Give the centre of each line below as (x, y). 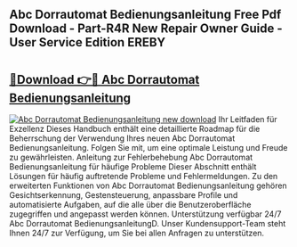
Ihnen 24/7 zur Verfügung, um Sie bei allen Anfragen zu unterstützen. (137, 233)
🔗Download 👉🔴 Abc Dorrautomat (104, 79)
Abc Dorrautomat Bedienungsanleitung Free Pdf (145, 15)
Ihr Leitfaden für (248, 119)
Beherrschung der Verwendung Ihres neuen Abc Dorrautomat (122, 138)
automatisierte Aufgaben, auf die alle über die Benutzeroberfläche (130, 205)
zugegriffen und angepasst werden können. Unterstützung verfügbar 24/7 (145, 214)
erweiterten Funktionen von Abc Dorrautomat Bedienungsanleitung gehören (148, 185)
